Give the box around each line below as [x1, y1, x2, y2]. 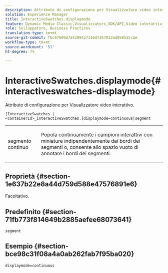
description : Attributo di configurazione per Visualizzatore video [5, 7, 151, 12]
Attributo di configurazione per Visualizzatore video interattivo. [5, 102, 134, 108]
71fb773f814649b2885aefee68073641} [5, 215, 132, 224]
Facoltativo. [5, 193, 29, 199]
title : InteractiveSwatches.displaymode [5, 16, 91, 21]
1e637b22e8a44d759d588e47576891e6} [5, 180, 137, 188]
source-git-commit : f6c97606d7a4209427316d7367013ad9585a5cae [5, 35, 137, 40]
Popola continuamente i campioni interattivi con [40, 131, 153, 138]
